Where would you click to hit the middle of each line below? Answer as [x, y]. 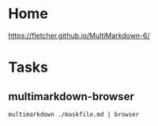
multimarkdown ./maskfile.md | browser [74, 114]
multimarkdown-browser [71, 96]
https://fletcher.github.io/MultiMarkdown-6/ [79, 35]
